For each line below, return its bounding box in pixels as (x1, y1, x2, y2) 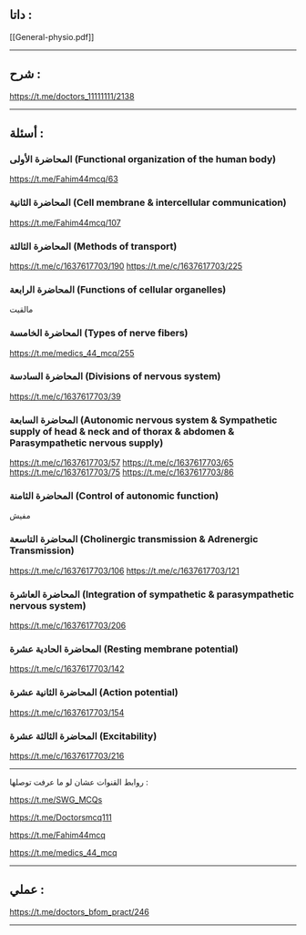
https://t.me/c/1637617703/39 (9, 391, 121, 402)
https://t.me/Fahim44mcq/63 (9, 173, 118, 185)
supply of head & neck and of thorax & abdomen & (9, 425, 235, 437)
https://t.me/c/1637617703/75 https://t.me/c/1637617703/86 (9, 467, 234, 478)
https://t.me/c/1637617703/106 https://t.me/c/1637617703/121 (9, 565, 240, 576)
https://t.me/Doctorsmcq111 (9, 811, 112, 823)
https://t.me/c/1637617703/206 (9, 620, 127, 631)
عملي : (9, 882, 46, 898)
